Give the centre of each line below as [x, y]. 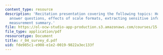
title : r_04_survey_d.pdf [31, 41]
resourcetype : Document [29, 36]
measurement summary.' [32, 23]
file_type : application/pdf [33, 32]
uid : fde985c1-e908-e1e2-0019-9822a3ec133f [50, 45]
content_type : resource [29, 9]
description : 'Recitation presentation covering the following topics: [79, 14]
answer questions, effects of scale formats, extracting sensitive [79, 18]
